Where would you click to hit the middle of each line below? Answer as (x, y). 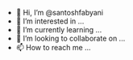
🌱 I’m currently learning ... (59, 30)
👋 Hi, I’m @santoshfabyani (60, 13)
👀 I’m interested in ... (50, 21)
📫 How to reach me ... (53, 47)
